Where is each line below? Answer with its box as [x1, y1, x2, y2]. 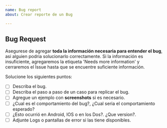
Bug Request [5, 34, 46, 43]
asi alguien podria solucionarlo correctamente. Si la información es [5, 53, 143, 59]
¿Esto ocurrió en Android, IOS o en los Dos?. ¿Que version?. [12, 111, 136, 117]
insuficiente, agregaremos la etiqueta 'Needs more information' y [5, 58, 140, 65]
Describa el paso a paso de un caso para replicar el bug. [12, 89, 129, 95]
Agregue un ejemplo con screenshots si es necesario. [12, 94, 125, 100]
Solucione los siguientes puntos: [5, 73, 73, 80]
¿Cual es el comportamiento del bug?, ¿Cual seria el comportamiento [12, 100, 155, 106]
